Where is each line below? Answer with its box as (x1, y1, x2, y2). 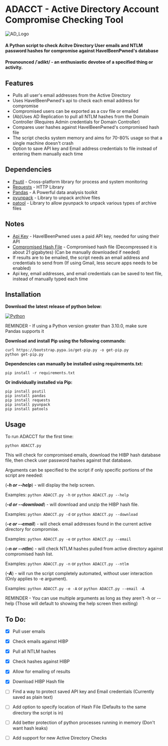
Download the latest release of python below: (5, 303, 102, 309)
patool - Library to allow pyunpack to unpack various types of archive (12, 200, 157, 206)
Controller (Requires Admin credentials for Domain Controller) (12, 119, 140, 125)
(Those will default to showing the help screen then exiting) (15, 601, 138, 607)
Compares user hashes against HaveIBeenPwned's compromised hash (12, 124, 159, 130)
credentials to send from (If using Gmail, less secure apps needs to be (12, 260, 158, 266)
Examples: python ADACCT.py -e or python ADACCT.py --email (5, 536, 131, 542)
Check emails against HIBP (12, 638, 69, 645)
